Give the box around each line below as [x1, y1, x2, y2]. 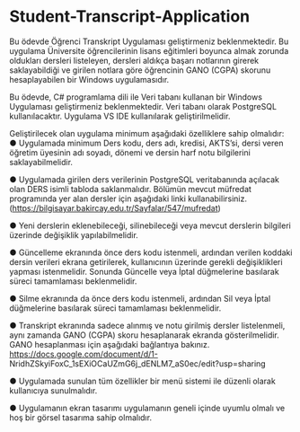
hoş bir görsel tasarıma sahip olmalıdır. [9, 411, 153, 423]
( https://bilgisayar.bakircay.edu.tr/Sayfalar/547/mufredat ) [9, 202, 222, 213]
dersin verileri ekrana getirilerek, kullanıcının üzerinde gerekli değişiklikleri [9, 256, 283, 267]
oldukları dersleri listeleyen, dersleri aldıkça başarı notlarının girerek [9, 55, 260, 66]
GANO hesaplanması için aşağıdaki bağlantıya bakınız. [9, 339, 210, 349]
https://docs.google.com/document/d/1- [9, 348, 159, 359]
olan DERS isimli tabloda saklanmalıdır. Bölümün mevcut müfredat [9, 183, 251, 194]
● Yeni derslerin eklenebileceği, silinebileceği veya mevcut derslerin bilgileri [9, 220, 292, 231]
